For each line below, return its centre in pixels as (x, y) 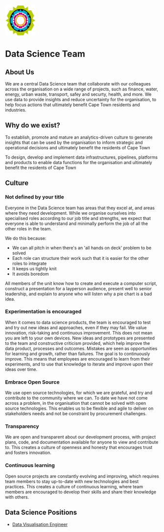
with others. (17, 497)
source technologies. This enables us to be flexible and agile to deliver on (79, 408)
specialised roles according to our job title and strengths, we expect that (78, 218)
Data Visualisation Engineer (40, 524)
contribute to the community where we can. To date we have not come (76, 398)
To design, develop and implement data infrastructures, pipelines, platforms (82, 157)
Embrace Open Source (32, 382)
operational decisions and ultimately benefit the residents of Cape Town (78, 147)
